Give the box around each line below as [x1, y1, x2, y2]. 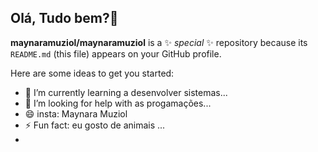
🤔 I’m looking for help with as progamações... [24, 97, 212, 109]
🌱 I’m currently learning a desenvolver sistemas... [24, 86, 228, 98]
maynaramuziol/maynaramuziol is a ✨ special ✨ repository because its [10, 36, 308, 48]
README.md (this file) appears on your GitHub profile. [10, 47, 222, 60]
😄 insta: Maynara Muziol [24, 107, 128, 120]
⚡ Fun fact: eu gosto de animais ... [24, 119, 166, 131]
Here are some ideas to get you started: [10, 67, 175, 79]
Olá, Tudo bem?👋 [10, 10, 119, 27]
